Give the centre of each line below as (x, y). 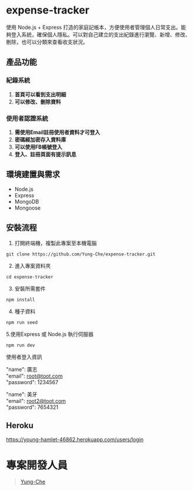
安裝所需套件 (30, 288)
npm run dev (20, 345)
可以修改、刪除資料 (38, 102)
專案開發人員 (37, 465)
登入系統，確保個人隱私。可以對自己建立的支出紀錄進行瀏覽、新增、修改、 (101, 34)
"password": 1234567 (32, 382)
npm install (20, 300)
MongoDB (27, 201)
